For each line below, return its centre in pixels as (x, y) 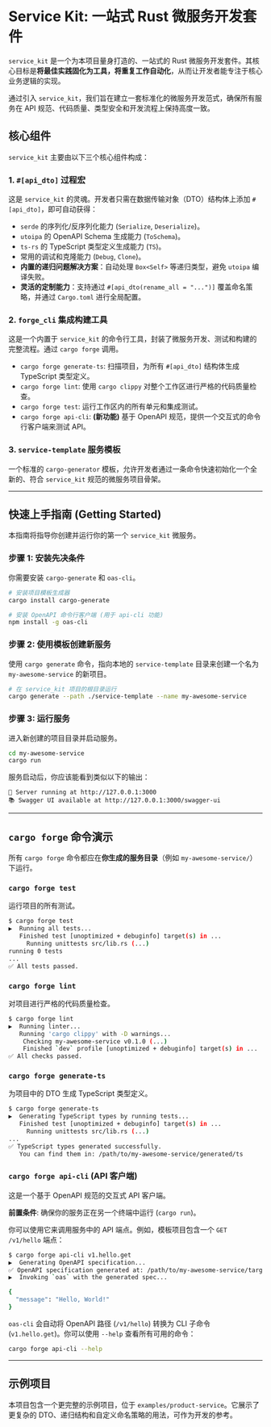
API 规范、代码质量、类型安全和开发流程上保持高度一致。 (119, 108)
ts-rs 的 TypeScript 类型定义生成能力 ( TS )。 (93, 246)
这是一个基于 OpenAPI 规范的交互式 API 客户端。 (90, 1195)
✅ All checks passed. (46, 1056)
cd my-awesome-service (46, 753)
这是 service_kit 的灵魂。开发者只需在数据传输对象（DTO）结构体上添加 (129, 199)
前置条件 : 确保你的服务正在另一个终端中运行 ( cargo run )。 (104, 1212)
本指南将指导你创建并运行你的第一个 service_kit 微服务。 (104, 535)
